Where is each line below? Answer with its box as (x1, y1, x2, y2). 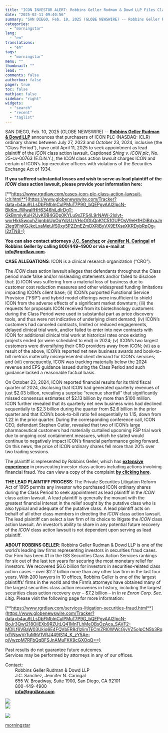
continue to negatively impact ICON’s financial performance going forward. (5, 438, 160, 444)
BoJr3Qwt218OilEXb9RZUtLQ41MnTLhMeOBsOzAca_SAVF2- (5, 621, 131, 627)
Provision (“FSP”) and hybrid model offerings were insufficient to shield (5, 294, 152, 300)
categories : (5, 21, 30, 27)
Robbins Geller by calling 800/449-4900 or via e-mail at (5, 243, 125, 249)
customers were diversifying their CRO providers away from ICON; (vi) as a (5, 343, 160, 349)
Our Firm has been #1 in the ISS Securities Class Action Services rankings (5, 552, 157, 558)
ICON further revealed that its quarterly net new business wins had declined (5, 400, 161, 406)
